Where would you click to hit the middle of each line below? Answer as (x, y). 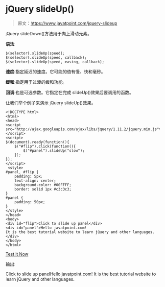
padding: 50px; (30, 202)
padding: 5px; (29, 176)
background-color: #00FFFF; (43, 185)
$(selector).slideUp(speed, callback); (46, 57)
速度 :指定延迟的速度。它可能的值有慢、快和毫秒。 (56, 72)
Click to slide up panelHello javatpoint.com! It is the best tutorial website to (81, 274)
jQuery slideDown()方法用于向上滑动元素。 (49, 33)
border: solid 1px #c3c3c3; (43, 189)
